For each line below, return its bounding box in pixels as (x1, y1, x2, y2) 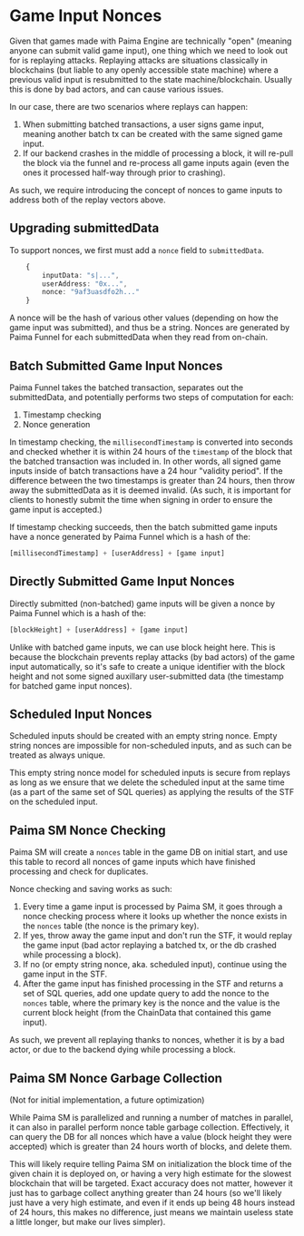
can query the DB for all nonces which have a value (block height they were (9, 1131, 292, 1142)
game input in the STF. (22, 968, 107, 980)
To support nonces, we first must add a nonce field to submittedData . (9, 244, 265, 255)
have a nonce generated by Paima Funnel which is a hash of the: (9, 531, 251, 542)
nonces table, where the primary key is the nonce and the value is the (22, 997, 280, 1008)
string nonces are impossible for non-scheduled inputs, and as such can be (9, 741, 292, 751)
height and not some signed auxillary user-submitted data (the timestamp (9, 671, 284, 682)
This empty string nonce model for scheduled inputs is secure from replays (9, 768, 290, 779)
